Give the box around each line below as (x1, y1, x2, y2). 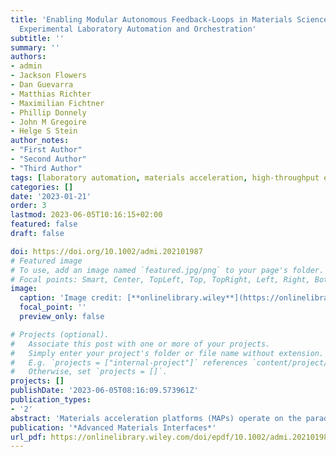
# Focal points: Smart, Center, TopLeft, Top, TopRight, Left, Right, (10, 274, 311, 285)
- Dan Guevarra (10, 80, 74, 90)
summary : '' (10, 42, 60, 53)
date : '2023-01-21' (10, 191, 92, 201)
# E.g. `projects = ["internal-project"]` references (10, 357, 248, 368)
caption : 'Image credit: (19, 293, 123, 303)
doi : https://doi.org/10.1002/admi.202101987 (10, 246, 203, 256)
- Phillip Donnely (10, 107, 87, 118)
